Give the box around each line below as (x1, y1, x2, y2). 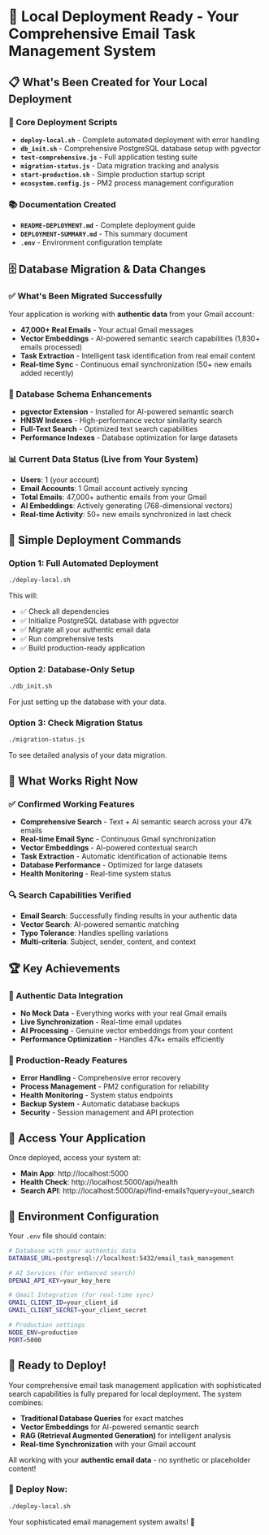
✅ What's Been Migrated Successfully (8, 290, 163, 302)
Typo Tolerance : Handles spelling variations (20, 928, 169, 938)
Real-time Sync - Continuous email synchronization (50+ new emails (20, 359, 252, 369)
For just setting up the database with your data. (8, 697, 167, 707)
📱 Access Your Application (8, 1131, 146, 1145)
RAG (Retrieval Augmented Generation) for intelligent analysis (20, 1430, 232, 1440)
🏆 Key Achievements (8, 961, 120, 975)
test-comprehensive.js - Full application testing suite (20, 152, 198, 162)
